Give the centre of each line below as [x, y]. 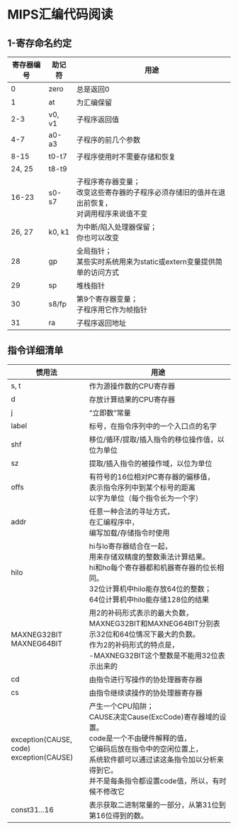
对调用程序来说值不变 [112, 214]
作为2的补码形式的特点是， [134, 644]
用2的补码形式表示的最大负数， [141, 612]
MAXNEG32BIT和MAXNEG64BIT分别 [151, 623]
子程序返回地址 [102, 323]
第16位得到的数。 [119, 815]
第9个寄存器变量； [107, 299]
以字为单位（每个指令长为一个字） [146, 498]
